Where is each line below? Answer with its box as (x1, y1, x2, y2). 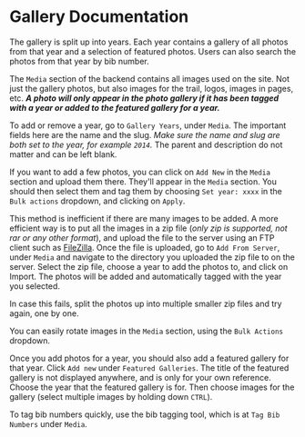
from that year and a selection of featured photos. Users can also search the (9, 45, 297, 56)
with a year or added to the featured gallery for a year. (9, 102, 220, 113)
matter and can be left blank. (9, 148, 117, 160)
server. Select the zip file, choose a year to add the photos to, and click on (9, 261, 289, 272)
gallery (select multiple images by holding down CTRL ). (9, 391, 213, 402)
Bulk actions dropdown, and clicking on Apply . (9, 195, 186, 206)
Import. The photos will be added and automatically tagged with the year (9, 271, 282, 282)
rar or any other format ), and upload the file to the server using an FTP (9, 232, 275, 243)
